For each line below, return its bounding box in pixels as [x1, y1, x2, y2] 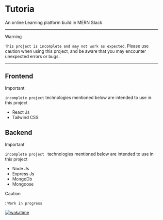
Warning [5, 33, 22, 40]
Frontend [5, 72, 33, 80]
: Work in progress [5, 200, 43, 206]
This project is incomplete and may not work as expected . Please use [5, 43, 149, 49]
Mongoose [12, 181, 34, 187]
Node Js [12, 165, 29, 171]
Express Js [12, 171, 34, 177]
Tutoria [5, 3, 35, 15]
